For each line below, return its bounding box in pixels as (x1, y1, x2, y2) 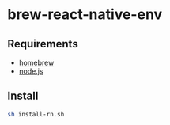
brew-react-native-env (7, 6, 163, 24)
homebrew (18, 58, 55, 67)
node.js (18, 66, 44, 76)
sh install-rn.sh (7, 110, 65, 118)
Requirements (7, 37, 78, 51)
